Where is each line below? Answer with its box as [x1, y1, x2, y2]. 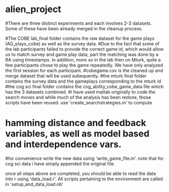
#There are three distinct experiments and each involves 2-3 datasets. [5, 20, 152, 26]
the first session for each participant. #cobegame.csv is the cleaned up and [5, 67, 163, 74]
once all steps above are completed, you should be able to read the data [5, 170, 156, 176]
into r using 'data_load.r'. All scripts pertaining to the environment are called [5, 175, 163, 182]
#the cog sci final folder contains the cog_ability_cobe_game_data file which [5, 83, 164, 89]
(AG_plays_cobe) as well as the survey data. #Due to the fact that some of [5, 40, 160, 46]
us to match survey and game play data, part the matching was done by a [5, 51, 158, 57]
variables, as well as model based [5, 128, 150, 140]
